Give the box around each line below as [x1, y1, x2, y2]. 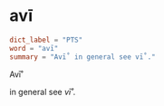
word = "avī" [9, 43, 59, 53]
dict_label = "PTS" [9, 35, 83, 44]
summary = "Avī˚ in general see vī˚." [9, 52, 156, 62]
